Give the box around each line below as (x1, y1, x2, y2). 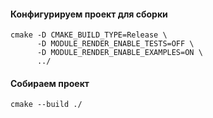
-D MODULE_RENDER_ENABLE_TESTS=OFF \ (36, 39, 195, 49)
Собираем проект (10, 77, 90, 89)
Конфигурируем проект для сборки (10, 8, 168, 20)
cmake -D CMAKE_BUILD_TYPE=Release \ (10, 30, 168, 40)
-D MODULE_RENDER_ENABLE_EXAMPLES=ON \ (36, 48, 203, 58)
